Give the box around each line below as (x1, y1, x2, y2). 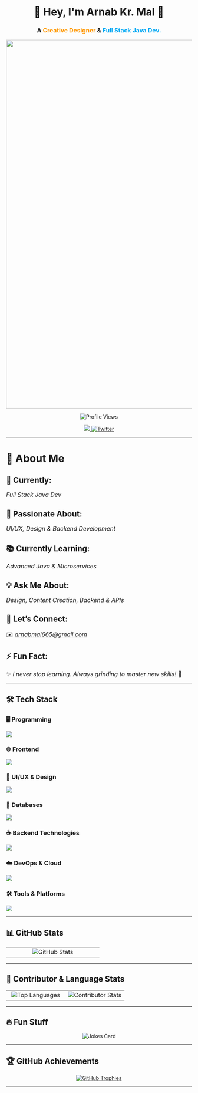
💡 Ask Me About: (6, 580, 70, 590)
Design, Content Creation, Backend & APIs (6, 595, 124, 604)
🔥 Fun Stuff (6, 1017, 48, 1028)
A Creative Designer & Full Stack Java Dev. (37, 27, 161, 35)
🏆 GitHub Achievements (6, 1056, 99, 1066)
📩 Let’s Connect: (6, 614, 68, 624)
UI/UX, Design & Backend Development (6, 525, 116, 533)
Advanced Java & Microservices (6, 562, 97, 571)
